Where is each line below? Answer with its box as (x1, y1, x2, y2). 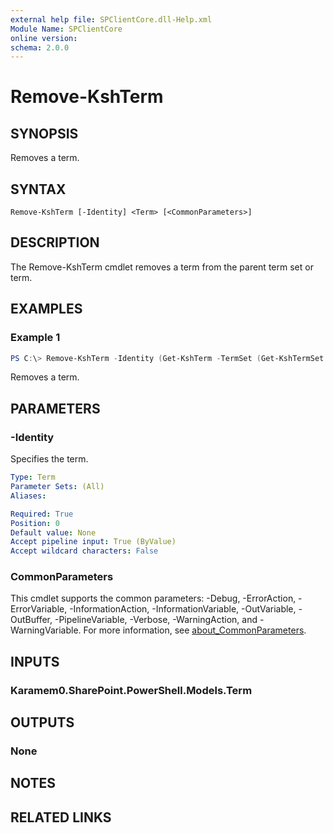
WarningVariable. (10, 624, 82, 636)
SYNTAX (10, 181, 67, 198)
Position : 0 (10, 518, 60, 528)
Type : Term (10, 472, 56, 483)
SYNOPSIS (10, 125, 79, 142)
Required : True (10, 509, 74, 519)
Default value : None (10, 527, 97, 538)
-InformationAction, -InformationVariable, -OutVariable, (69, 603, 297, 615)
